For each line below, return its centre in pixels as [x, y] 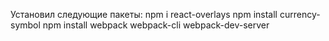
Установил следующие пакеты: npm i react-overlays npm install [144, 14]
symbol [25, 25]
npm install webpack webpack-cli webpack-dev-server [156, 25]
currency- [300, 14]
